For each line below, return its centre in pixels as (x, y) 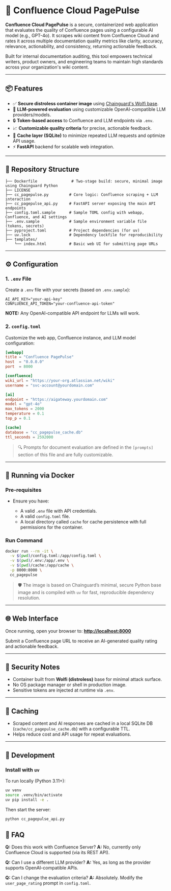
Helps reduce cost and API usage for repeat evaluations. (72, 734)
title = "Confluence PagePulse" (39, 357)
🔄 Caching (22, 711)
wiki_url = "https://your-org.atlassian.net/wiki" (60, 380)
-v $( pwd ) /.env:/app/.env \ (40, 561)
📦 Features (24, 89)
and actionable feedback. (32, 646)
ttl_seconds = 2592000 (29, 437)
